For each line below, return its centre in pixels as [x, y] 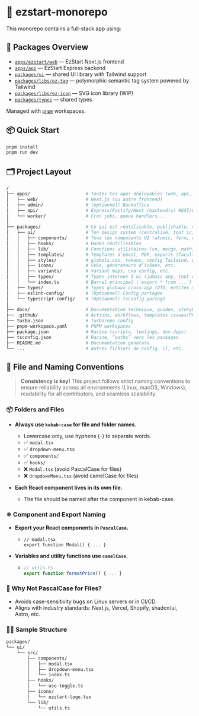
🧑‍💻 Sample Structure [37, 629]
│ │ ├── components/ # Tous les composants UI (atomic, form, [98, 238]
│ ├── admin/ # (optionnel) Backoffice [78, 205]
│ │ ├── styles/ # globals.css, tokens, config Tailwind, [98, 260]
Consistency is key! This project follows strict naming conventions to [105, 381]
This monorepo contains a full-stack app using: [64, 28]
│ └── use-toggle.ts [55, 686]
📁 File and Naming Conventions [65, 367]
